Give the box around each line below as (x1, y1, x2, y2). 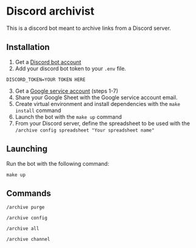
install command (15, 107, 61, 114)
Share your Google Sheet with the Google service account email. (15, 93, 178, 101)
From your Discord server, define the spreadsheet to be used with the (15, 119, 191, 127)
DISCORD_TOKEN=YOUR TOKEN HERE (6, 76, 86, 83)
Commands (6, 188, 52, 199)
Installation (6, 42, 50, 52)
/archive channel (6, 236, 51, 243)
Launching (6, 144, 47, 154)
